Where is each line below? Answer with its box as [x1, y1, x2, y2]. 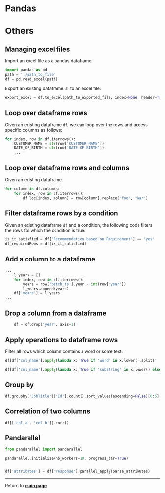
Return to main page [5, 483, 47, 488]
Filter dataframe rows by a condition [5, 209, 118, 217]
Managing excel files [5, 45, 70, 53]
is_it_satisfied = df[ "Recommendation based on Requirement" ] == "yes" [5, 237, 155, 242]
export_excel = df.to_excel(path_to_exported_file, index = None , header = [5, 95, 157, 100]
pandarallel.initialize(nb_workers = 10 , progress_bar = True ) [5, 456, 129, 461]
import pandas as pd [5, 67, 48, 73]
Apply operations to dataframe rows [5, 336, 118, 344]
